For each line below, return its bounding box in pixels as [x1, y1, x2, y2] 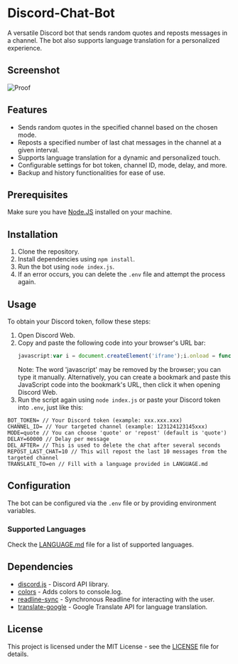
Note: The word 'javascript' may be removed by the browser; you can [17, 365, 222, 373]
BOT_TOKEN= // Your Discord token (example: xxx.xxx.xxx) [7, 417, 183, 424]
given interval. [17, 145, 60, 154]
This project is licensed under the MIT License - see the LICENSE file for [7, 642, 219, 650]
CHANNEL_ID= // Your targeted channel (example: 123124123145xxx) [7, 422, 208, 430]
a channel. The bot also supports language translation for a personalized [7, 36, 220, 44]
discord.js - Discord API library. [17, 579, 109, 588]
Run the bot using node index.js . [17, 262, 115, 271]
